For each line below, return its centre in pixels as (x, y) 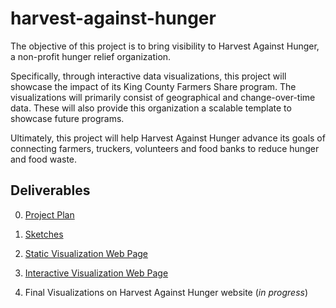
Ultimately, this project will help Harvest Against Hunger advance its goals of (168, 138)
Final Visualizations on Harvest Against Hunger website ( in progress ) (166, 292)
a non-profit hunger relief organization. (91, 56)
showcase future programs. (67, 118)
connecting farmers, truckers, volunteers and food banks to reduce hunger (165, 148)
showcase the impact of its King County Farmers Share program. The (153, 86)
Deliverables (50, 190)
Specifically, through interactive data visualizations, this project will (148, 76)
